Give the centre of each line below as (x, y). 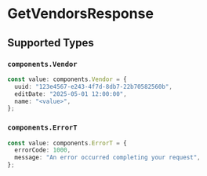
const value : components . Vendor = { (67, 79)
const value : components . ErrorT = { (67, 143)
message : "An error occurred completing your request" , (107, 158)
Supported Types (51, 43)
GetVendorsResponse (81, 14)
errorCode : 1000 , (43, 150)
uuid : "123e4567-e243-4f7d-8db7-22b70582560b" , (94, 86)
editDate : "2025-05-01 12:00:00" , (71, 94)
